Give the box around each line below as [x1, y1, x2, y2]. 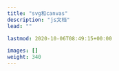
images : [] [7, 47, 39, 55]
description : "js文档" [7, 16, 70, 23]
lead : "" [7, 23, 32, 29]
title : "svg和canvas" [7, 10, 68, 17]
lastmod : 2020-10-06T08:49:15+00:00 [7, 35, 112, 42]
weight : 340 [7, 54, 41, 61]
